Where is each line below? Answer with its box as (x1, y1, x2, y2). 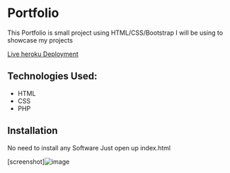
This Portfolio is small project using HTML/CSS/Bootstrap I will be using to (7, 28, 224, 37)
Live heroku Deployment (7, 50, 79, 58)
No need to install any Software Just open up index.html (7, 143, 171, 152)
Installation (7, 125, 58, 137)
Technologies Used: (7, 70, 98, 82)
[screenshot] (7, 157, 45, 166)
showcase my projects (7, 35, 73, 44)
